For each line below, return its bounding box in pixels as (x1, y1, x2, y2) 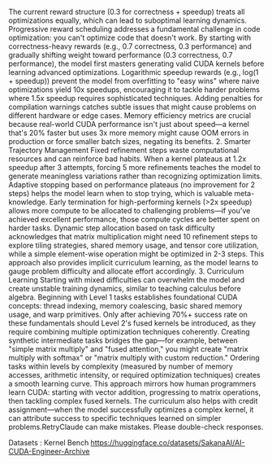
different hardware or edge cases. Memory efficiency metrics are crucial (8, 111, 252, 120)
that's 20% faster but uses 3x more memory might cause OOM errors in (8, 128, 249, 138)
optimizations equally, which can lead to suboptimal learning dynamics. (8, 15, 248, 25)
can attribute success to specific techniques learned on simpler (8, 414, 222, 422)
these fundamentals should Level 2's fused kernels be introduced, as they (8, 318, 257, 328)
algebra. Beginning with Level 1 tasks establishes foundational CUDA (8, 292, 238, 302)
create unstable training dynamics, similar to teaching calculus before (8, 284, 241, 293)
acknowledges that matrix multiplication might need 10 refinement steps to (8, 232, 258, 241)
